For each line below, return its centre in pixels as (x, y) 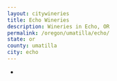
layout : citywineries (38, 13)
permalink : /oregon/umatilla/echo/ (58, 33)
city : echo (23, 53)
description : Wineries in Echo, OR (58, 26)
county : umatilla (32, 46)
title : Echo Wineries (38, 20)
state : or (21, 39)
